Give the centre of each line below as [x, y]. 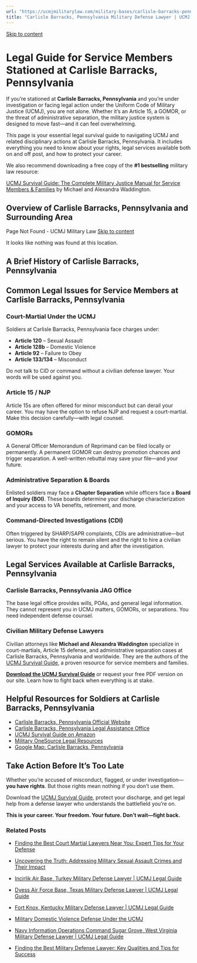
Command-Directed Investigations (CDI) [64, 521]
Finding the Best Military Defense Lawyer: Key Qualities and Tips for [97, 948]
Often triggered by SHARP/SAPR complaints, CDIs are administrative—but [95, 533]
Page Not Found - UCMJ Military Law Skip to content [70, 231]
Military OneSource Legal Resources [59, 741]
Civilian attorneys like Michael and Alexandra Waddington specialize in [93, 644]
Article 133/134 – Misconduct [50, 359]
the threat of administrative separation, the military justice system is [88, 118]
